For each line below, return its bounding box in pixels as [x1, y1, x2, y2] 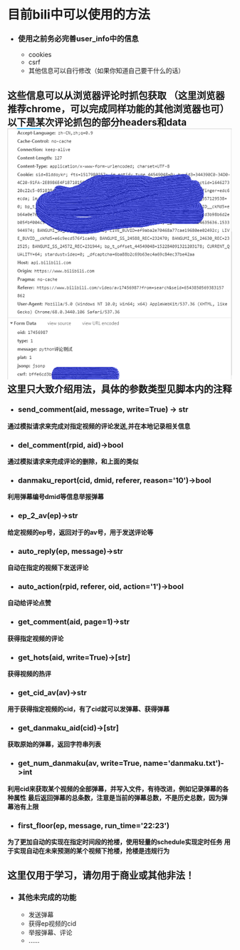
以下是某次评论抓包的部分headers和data [7, 116, 187, 128]
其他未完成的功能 [17, 893, 77, 903]
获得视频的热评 [7, 669, 51, 678]
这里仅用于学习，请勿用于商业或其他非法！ [7, 869, 194, 881]
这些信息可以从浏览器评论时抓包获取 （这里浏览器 [7, 89, 225, 101]
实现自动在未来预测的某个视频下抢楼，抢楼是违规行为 [13, 847, 169, 855]
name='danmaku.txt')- [143, 758, 224, 768]
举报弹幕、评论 [28, 928, 73, 936]
